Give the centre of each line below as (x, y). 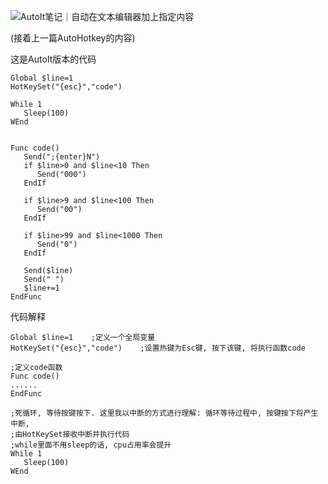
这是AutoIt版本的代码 (53, 59)
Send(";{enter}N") (62, 157)
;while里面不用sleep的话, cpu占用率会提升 (91, 445)
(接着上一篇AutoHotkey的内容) (73, 38)
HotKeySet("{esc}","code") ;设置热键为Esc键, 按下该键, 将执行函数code (158, 348)
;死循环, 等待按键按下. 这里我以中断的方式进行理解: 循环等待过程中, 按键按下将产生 (164, 413)
